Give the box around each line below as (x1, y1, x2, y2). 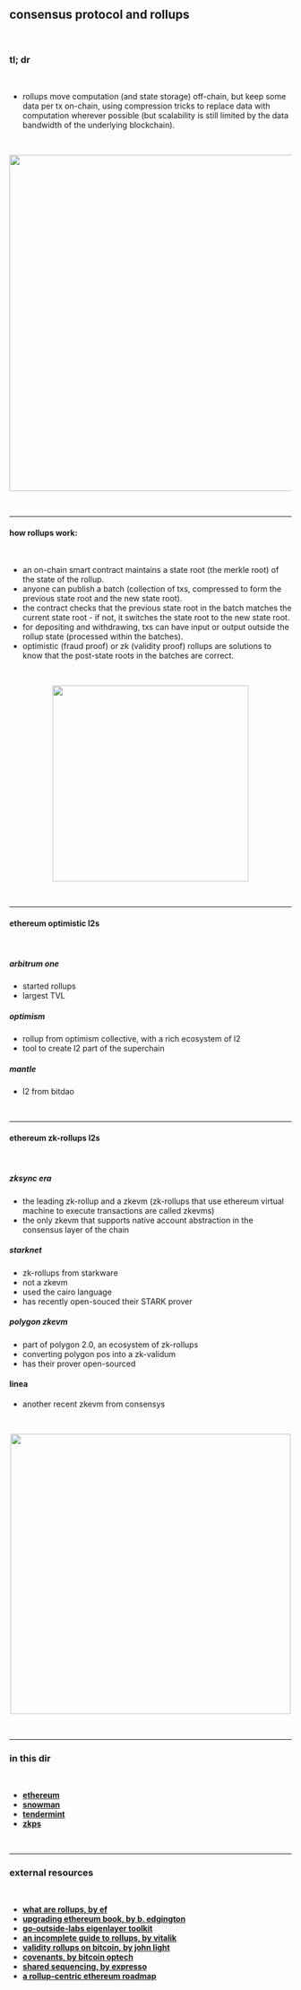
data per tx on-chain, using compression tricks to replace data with (21, 100, 271, 111)
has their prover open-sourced (21, 1358, 136, 1369)
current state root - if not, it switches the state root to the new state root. (21, 612, 290, 623)
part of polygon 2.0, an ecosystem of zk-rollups (21, 1339, 199, 1350)
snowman (21, 1799, 61, 1810)
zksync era (9, 1173, 52, 1184)
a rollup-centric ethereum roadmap (21, 1971, 157, 1982)
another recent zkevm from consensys (21, 1398, 166, 1409)
